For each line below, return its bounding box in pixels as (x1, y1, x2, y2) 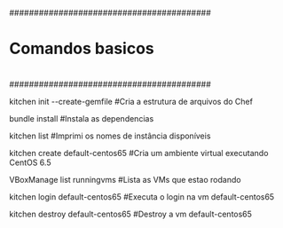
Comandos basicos (9, 39, 155, 59)
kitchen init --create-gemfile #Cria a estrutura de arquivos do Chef (9, 97, 253, 107)
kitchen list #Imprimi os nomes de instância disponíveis (9, 130, 211, 141)
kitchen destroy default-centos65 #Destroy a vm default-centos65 (9, 208, 253, 220)
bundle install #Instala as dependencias (9, 114, 154, 124)
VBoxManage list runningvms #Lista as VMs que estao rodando (9, 175, 241, 185)
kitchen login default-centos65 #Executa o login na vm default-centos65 (9, 192, 275, 202)
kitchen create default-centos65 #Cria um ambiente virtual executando (9, 148, 269, 159)
